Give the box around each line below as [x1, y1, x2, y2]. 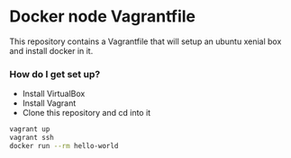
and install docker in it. [9, 45, 94, 56]
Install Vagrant [22, 98, 77, 109]
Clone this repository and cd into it [22, 108, 151, 118]
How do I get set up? [9, 67, 101, 80]
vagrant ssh [9, 133, 54, 143]
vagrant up [9, 125, 50, 134]
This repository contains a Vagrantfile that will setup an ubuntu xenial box [9, 36, 282, 47]
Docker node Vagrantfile [9, 6, 196, 27]
